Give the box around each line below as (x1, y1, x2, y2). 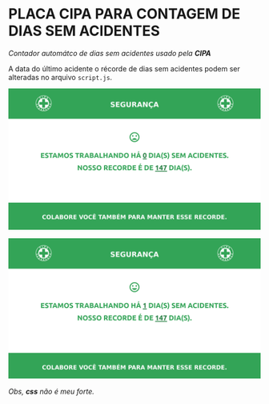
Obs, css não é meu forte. (8, 386, 94, 397)
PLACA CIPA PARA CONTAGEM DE (8, 5, 241, 23)
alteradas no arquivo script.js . (8, 72, 113, 82)
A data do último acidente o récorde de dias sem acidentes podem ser (8, 63, 240, 73)
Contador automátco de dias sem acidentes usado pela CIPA (8, 48, 211, 58)
